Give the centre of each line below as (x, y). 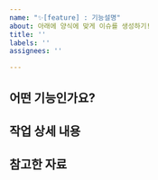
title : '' (28, 34)
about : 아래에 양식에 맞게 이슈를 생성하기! (80, 26)
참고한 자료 (38, 164)
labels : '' (30, 43)
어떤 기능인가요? (52, 98)
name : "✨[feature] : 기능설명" (65, 18)
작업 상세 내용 (45, 131)
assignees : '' (36, 51)
